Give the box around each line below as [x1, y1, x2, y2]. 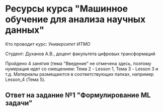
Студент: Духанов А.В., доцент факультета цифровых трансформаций [5, 51, 155, 57]
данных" [5, 25, 44, 36]
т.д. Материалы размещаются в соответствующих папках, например [5, 71, 154, 77]
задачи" [5, 99, 33, 107]
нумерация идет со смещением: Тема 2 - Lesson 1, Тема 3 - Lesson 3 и [5, 66, 158, 72]
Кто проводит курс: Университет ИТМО [5, 41, 91, 47]
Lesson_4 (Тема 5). [5, 76, 46, 82]
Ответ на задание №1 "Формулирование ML [5, 91, 151, 99]
